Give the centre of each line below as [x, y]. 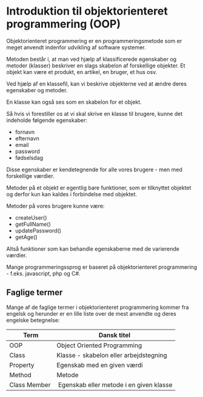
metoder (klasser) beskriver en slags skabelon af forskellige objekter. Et [96, 66]
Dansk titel [114, 335]
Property [22, 365]
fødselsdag [29, 158]
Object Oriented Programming [99, 345]
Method [20, 375]
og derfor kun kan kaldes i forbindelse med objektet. [72, 194]
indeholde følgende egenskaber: [47, 120]
